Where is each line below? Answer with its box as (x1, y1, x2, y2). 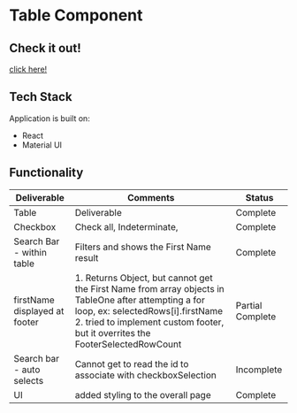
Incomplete (235, 363, 283, 376)
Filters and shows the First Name (74, 241, 212, 253)
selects (13, 374, 44, 386)
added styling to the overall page (74, 388, 211, 401)
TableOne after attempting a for (74, 294, 205, 306)
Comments (126, 191, 175, 203)
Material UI (21, 139, 63, 150)
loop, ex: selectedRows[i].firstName (74, 304, 224, 317)
